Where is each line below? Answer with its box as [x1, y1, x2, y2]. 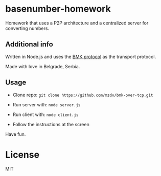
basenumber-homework [5, 3, 111, 15]
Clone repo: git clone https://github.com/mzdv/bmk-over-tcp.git [12, 92, 153, 98]
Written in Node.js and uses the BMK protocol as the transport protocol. [5, 53, 156, 60]
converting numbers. [5, 25, 50, 31]
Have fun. [5, 131, 26, 137]
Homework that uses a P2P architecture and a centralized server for [5, 20, 149, 26]
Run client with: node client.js [12, 111, 79, 118]
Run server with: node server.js [12, 101, 81, 107]
